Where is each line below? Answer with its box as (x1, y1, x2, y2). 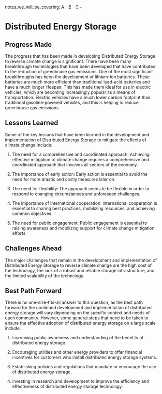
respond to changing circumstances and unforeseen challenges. (12, 191, 141, 197)
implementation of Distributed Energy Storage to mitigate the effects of (5, 137, 147, 143)
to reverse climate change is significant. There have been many (5, 58, 132, 64)
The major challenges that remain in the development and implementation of (5, 257, 157, 263)
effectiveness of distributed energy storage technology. (12, 383, 123, 390)
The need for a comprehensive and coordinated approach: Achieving (12, 151, 150, 157)
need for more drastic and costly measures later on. (12, 176, 116, 182)
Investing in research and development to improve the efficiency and (12, 378, 149, 384)
